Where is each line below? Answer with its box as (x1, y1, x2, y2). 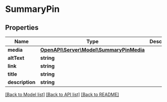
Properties (5, 23, 39, 32)
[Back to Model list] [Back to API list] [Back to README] (5, 92, 119, 98)
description (7, 79, 36, 86)
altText (7, 55, 25, 61)
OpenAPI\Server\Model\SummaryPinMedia (40, 46, 145, 53)
